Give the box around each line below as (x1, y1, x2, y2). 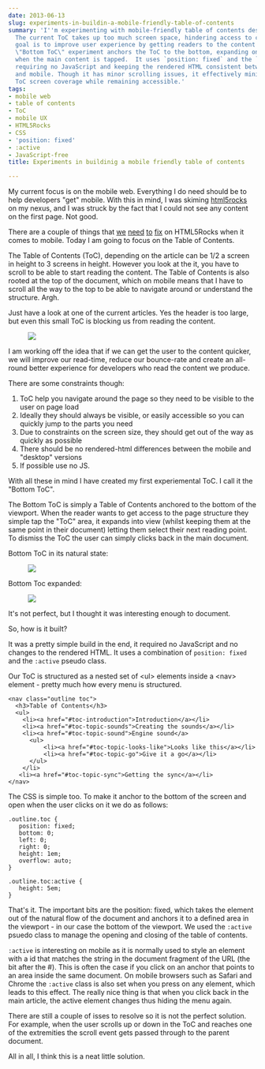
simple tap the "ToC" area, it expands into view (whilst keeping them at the (8, 517, 251, 526)
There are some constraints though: (8, 379, 125, 388)
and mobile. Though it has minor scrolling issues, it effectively (15, 70, 242, 78)
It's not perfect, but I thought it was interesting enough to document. (8, 609, 231, 619)
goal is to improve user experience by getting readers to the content (15, 41, 256, 49)
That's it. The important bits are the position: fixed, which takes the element (8, 905, 254, 915)
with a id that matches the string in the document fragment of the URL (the (8, 954, 251, 963)
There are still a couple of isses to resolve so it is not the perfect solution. (8, 1011, 247, 1021)
